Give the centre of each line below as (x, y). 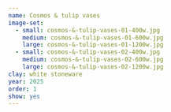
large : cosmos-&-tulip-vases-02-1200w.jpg (93, 67)
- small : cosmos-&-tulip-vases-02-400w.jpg (87, 52)
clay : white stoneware (45, 74)
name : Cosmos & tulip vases (54, 15)
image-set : (26, 23)
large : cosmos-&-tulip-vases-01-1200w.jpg (93, 45)
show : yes (24, 96)
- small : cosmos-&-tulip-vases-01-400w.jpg (87, 30)
